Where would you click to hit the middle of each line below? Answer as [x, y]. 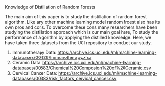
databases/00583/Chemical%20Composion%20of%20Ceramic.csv [82, 68]
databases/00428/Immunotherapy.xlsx [52, 57]
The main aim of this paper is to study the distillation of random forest [76, 16]
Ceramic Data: [27, 63]
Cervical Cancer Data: [35, 73]
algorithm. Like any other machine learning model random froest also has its [82, 22]
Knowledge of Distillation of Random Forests [50, 7]
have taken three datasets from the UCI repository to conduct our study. [79, 43]
